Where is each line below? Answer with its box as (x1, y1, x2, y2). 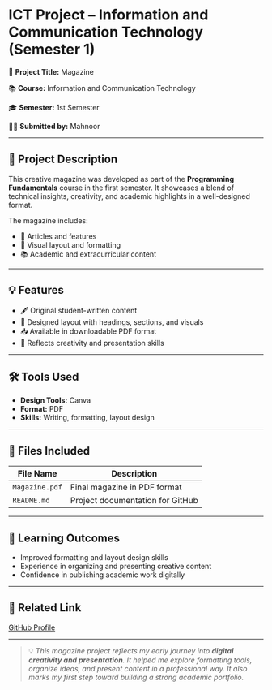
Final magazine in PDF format (70, 481, 182, 493)
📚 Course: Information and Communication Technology (8, 83, 196, 93)
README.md (12, 496, 50, 505)
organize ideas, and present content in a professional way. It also (28, 663, 248, 673)
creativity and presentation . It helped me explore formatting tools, (28, 655, 253, 665)
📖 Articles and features (19, 231, 97, 241)
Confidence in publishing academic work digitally (19, 570, 185, 580)
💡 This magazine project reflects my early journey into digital (28, 645, 234, 655)
